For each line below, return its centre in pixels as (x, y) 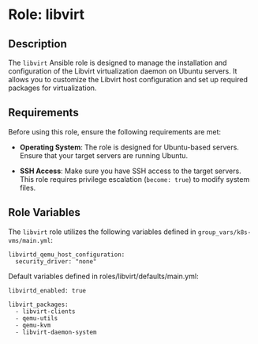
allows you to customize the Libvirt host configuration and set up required (128, 79)
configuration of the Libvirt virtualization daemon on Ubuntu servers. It (123, 71)
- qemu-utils (37, 318)
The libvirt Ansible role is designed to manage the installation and (118, 62)
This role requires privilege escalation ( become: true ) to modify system (135, 179)
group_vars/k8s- (224, 232)
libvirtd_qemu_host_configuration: (67, 255)
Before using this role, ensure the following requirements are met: (115, 131)
